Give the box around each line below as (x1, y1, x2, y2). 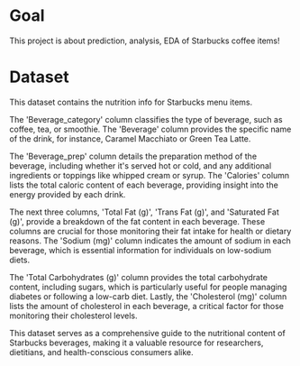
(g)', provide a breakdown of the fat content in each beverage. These (9, 215, 266, 226)
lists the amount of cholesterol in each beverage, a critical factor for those (9, 300, 284, 311)
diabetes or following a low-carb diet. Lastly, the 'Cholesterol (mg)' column (9, 290, 287, 302)
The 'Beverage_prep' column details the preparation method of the (9, 151, 258, 161)
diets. (9, 254, 30, 265)
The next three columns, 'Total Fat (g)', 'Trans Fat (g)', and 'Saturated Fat (9, 206, 279, 217)
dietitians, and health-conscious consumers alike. (9, 346, 194, 357)
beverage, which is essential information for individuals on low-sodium (9, 244, 272, 255)
